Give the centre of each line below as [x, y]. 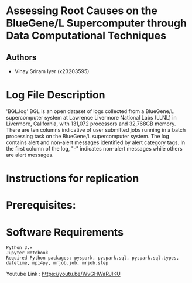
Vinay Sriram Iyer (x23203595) [52, 71]
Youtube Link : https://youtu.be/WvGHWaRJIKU [64, 274]
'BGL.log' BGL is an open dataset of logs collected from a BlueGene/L [90, 111]
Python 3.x [19, 248]
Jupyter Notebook [27, 253]
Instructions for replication [73, 178]
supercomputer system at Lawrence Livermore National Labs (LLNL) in [91, 117]
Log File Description [56, 95]
